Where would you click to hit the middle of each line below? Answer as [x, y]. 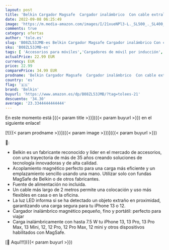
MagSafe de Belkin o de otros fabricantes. [56, 179]
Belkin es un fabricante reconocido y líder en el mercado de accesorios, [87, 152]
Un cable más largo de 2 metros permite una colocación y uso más [82, 190]
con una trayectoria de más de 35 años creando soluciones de [77, 158]
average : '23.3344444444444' [36, 104]
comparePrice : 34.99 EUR [31, 71]
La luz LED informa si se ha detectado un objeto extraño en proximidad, [87, 200]
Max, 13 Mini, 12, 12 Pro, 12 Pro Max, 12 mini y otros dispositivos [78, 227]
